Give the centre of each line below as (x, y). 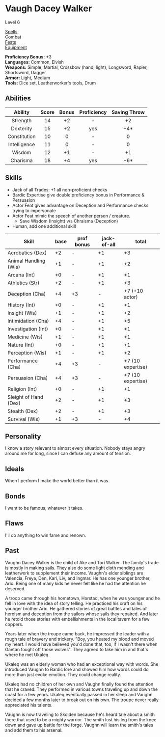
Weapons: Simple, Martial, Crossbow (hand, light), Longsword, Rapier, (76, 67)
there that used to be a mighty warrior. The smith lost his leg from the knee (81, 719)
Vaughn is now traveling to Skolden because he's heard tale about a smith (80, 714)
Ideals (15, 469)
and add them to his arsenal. (34, 730)
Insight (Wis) (22, 313)
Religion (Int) (22, 389)
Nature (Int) (21, 345)
